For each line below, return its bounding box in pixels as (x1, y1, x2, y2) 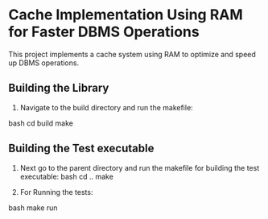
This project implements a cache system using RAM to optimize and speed (8, 49, 256, 59)
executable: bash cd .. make (19, 171, 114, 181)
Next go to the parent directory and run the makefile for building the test (19, 163, 260, 172)
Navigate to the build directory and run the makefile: (19, 102, 193, 112)
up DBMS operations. (8, 58, 79, 68)
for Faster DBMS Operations (8, 23, 200, 41)
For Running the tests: (19, 187, 93, 196)
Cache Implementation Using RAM (8, 6, 243, 24)
